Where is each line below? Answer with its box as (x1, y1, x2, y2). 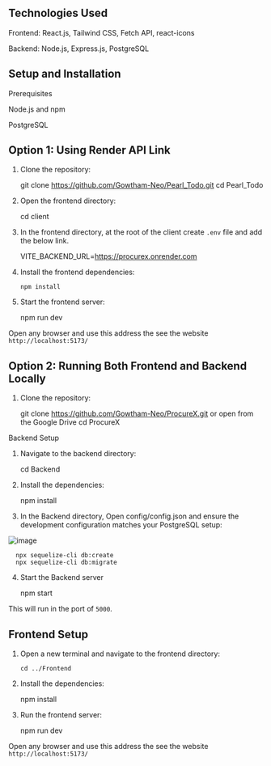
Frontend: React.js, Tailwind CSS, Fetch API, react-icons (8, 28, 195, 37)
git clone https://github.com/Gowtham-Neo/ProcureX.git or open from (19, 408, 254, 419)
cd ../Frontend (19, 665, 72, 673)
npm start (19, 588, 53, 598)
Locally (8, 371, 46, 385)
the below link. (19, 236, 70, 246)
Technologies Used (8, 6, 108, 20)
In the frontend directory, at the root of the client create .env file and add (19, 227, 263, 237)
